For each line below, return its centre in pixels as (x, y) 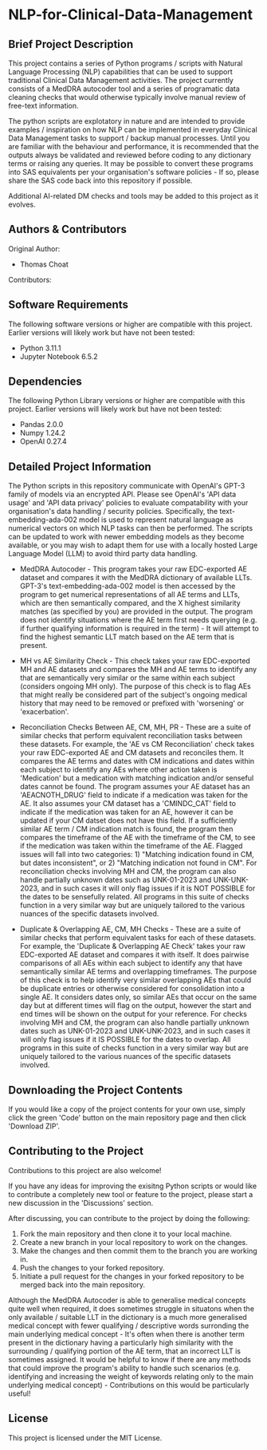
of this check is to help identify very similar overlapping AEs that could (135, 980)
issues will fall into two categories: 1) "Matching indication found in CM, (137, 855)
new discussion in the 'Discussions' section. (81, 1203)
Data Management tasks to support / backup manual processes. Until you (129, 138)
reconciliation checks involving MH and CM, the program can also (128, 871)
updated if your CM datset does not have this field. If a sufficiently (128, 820)
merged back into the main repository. (82, 1284)
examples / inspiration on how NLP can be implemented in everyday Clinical (133, 130)
